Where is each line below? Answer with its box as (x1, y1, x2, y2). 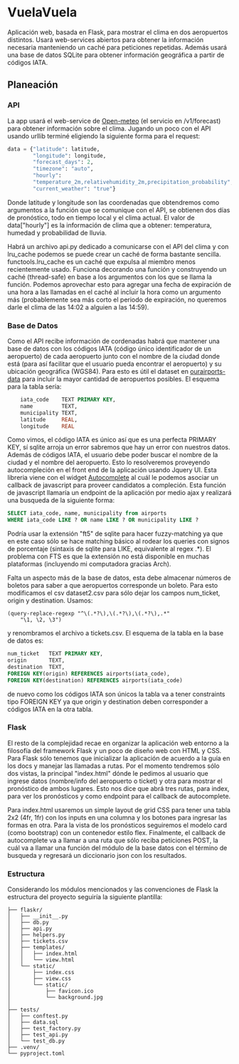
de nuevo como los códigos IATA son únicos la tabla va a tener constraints (7, 690, 225, 698)
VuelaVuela (7, 4, 78, 21)
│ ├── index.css (7, 969, 75, 976)
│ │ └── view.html (7, 956, 75, 963)
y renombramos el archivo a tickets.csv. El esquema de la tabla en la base (7, 629, 224, 638)
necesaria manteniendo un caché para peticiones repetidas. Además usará (7, 43, 228, 51)
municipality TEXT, (20, 409, 78, 416)
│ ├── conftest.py (7, 1013, 69, 1020)
